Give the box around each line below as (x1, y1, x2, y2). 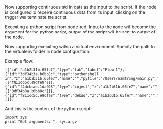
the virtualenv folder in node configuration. (5, 48, 91, 54)
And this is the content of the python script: (5, 106, 92, 111)
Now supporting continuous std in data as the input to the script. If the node (5, 4, 157, 10)
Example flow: (5, 58, 33, 64)
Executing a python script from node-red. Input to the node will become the (5, 24, 156, 30)
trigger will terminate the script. (5, 15, 68, 20)
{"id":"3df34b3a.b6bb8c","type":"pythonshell (5, 72, 98, 77)
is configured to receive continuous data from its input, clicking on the (5, 9, 146, 15)
